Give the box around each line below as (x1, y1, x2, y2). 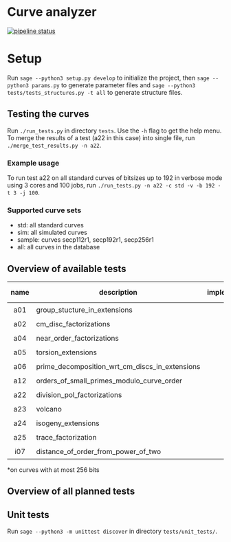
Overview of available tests (7, 262, 126, 275)
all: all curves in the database (16, 243, 100, 251)
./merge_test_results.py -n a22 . (7, 141, 102, 149)
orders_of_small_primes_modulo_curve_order (36, 376, 183, 385)
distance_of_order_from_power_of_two (36, 447, 162, 456)
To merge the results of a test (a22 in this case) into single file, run (7, 133, 195, 142)
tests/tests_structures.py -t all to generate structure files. (7, 88, 183, 96)
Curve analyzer (7, 4, 97, 20)
